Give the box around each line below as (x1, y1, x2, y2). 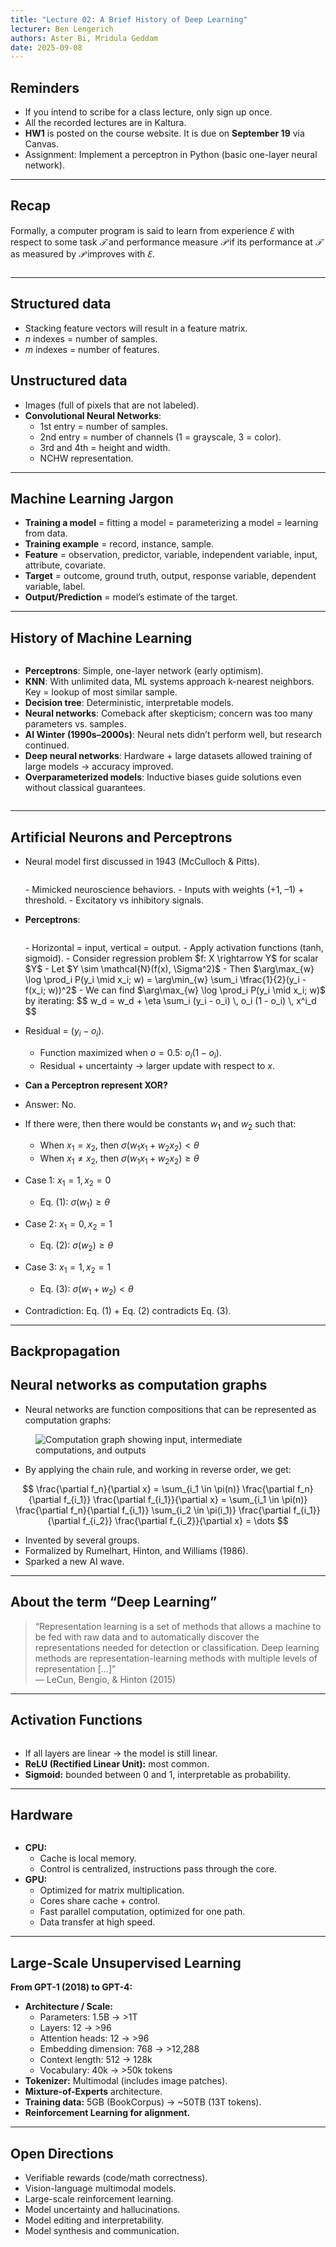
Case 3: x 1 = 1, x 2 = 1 (24, 1261, 112, 1275)
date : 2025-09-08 (10, 42, 83, 53)
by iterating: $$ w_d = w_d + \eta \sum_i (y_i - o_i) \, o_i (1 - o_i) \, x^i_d (24, 994, 317, 1006)
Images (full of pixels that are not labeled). (24, 399, 200, 411)
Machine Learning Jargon (10, 490, 174, 507)
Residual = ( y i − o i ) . (24, 1024, 105, 1039)
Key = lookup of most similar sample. (24, 686, 178, 698)
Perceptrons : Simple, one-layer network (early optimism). (24, 665, 264, 677)
